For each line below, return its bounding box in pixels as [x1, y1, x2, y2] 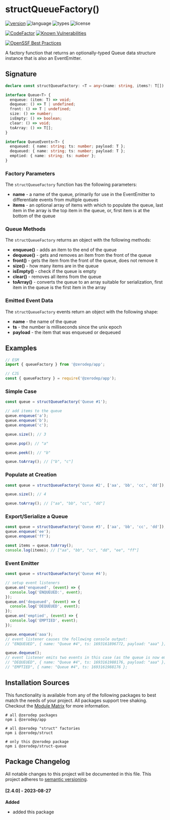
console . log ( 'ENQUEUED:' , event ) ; [10, 590, 82, 595]
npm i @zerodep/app [5, 717, 47, 722]
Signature [5, 70, 37, 79]
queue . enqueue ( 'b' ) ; [5, 418, 49, 423]
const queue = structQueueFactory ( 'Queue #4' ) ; [5, 571, 108, 576]
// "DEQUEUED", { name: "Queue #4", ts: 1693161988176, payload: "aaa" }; [5, 660, 166, 665]
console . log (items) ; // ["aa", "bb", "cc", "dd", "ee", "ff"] [5, 548, 139, 553]
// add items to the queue [5, 409, 62, 414]
